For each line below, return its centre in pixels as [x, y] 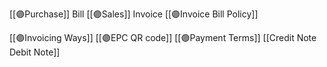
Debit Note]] [35, 52]
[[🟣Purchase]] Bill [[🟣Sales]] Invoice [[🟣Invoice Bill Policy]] [134, 14]
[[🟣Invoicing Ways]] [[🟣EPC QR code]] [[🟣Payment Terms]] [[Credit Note [163, 37]
